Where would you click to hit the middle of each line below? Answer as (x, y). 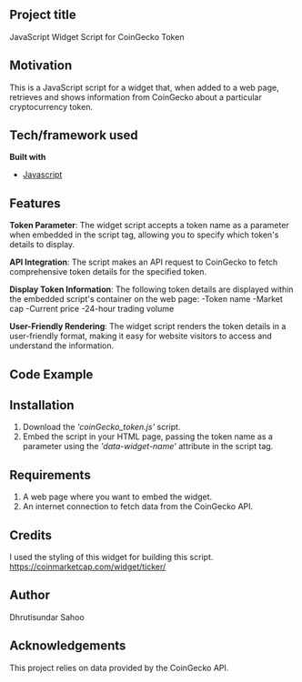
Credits (31, 535)
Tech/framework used (74, 135)
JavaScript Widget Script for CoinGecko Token (97, 36)
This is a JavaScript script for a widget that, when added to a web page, (144, 87)
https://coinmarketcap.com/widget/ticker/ (88, 567)
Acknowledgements (68, 646)
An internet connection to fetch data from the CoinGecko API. (138, 506)
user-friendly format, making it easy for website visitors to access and (141, 336)
